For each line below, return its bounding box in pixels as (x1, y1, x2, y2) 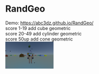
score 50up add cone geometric (5, 36, 73, 42)
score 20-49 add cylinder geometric (5, 30, 82, 36)
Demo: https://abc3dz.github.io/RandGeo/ (5, 20, 94, 26)
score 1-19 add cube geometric (5, 25, 71, 31)
